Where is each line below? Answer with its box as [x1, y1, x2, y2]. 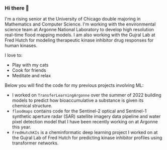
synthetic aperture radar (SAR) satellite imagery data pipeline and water [12, 113, 161, 119]
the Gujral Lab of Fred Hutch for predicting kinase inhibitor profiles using [12, 135, 162, 141]
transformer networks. [12, 140, 59, 146]
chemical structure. [12, 103, 52, 109]
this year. [12, 124, 31, 130]
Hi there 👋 [5, 5, 30, 12]
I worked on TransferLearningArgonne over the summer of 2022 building [12, 92, 161, 98]
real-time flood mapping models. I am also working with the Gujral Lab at [5, 32, 155, 38]
